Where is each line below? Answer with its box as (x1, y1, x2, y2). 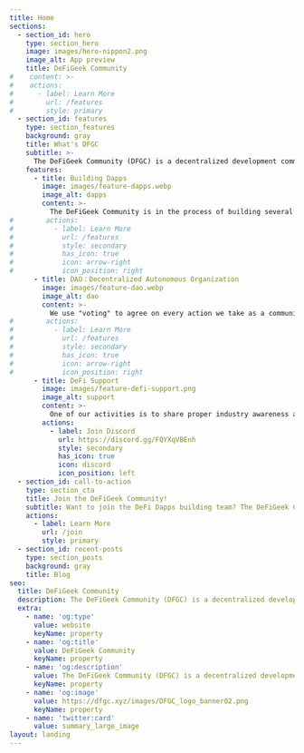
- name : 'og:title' (25, 637, 100, 647)
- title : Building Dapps (33, 173, 128, 182)
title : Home (9, 13, 54, 23)
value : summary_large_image (33, 722, 140, 731)
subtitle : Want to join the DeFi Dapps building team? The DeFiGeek (25, 503, 290, 512)
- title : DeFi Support (33, 376, 119, 386)
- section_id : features (17, 114, 107, 123)
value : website (33, 621, 91, 630)
